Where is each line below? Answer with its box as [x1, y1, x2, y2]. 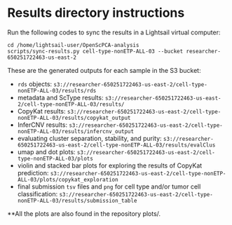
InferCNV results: [17, 121, 68, 129]
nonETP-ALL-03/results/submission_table [17, 197, 137, 204]
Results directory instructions [7, 5, 185, 21]
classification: [17, 189, 58, 198]
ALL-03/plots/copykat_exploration [17, 176, 118, 183]
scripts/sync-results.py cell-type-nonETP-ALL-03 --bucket [7, 48, 184, 55]
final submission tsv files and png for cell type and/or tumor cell [17, 182, 201, 191]
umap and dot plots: [17, 147, 76, 156]
